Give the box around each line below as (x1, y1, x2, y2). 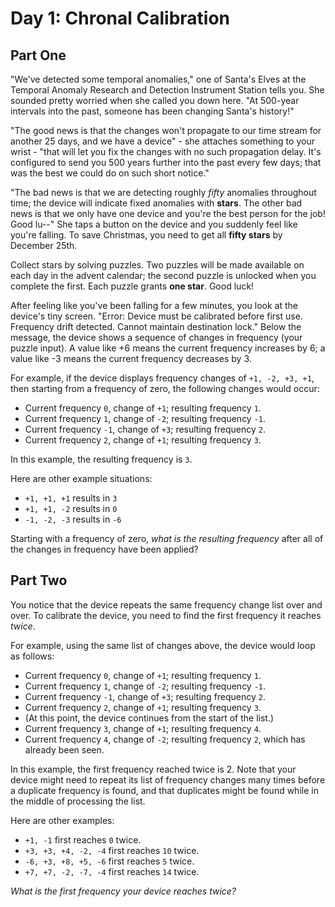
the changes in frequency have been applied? (10, 543, 199, 555)
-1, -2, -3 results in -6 (24, 513, 122, 525)
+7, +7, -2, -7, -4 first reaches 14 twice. (24, 865, 200, 877)
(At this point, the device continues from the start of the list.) (24, 712, 275, 724)
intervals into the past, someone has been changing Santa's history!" (10, 105, 295, 117)
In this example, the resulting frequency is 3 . (10, 453, 193, 465)
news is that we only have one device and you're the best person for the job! (10, 208, 326, 219)
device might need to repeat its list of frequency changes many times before (10, 773, 326, 786)
